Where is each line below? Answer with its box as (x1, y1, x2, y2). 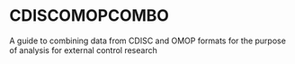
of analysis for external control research (9, 44, 157, 55)
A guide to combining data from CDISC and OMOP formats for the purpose (9, 35, 286, 46)
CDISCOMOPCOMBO (9, 5, 169, 26)
